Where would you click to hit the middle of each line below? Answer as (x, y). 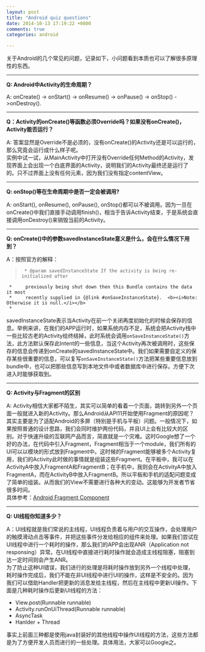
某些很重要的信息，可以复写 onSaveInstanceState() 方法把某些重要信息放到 (104, 359)
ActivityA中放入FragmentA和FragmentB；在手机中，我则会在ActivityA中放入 (102, 467)
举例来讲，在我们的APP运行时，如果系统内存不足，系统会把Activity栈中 (106, 328)
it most (16, 292)
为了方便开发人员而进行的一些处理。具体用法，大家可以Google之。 (95, 642)
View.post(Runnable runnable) (53, 602)
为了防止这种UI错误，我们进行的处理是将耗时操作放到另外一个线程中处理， (100, 568)
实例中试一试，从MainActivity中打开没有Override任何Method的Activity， (98, 158)
